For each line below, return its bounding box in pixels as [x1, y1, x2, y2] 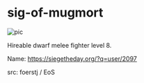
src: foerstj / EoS [7, 68, 56, 76]
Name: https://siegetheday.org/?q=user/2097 [7, 54, 137, 63]
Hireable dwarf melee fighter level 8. [7, 41, 112, 49]
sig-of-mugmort [7, 5, 104, 21]
